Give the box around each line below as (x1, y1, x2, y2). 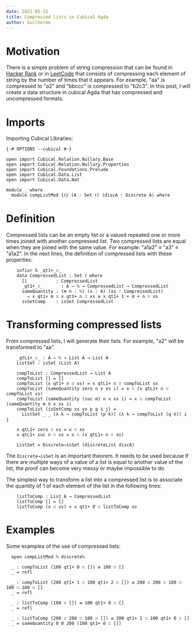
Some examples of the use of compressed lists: (6, 542, 121, 550)
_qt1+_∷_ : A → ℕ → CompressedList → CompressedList (21, 283, 169, 290)
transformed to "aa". (6, 344, 56, 351)
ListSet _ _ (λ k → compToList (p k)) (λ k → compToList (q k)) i (21, 411, 187, 417)
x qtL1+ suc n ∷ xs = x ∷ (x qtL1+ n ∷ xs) (16, 432, 125, 438)
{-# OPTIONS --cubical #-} (6, 146, 72, 152)
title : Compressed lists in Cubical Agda (6, 14, 109, 20)
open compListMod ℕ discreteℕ (11, 554, 85, 560)
